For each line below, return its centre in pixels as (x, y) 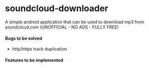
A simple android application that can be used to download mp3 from (75, 22)
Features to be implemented (34, 60)
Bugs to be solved (24, 38)
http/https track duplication (40, 49)
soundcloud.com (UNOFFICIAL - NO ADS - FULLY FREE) (62, 27)
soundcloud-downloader (57, 8)
